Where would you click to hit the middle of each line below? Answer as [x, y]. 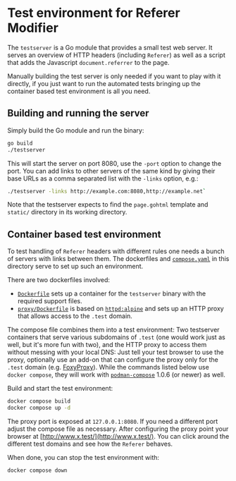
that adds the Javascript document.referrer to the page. [88, 62]
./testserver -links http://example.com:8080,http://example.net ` [107, 191]
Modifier [33, 28]
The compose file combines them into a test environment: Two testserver [113, 330]
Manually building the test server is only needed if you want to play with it [114, 76]
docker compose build [39, 401]
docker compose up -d [39, 408]
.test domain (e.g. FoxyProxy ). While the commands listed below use [108, 367]
